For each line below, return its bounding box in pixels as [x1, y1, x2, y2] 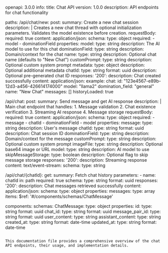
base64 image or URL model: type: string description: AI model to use [5, 147, 149, 152]
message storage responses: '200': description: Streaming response [5, 157, 147, 163]
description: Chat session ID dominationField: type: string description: [5, 131, 149, 136]
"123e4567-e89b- [123, 78, 161, 84]
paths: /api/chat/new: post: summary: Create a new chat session [5, 20, 139, 25]
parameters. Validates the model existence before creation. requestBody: [5, 30, 156, 36]
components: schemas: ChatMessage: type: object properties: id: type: [5, 203, 152, 209]
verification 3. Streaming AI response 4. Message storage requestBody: [5, 109, 153, 115]
